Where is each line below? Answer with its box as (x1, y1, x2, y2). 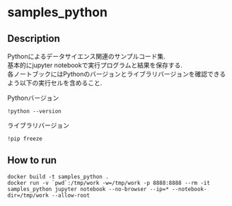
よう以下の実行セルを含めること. (7, 79, 103, 87)
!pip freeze (7, 135, 42, 142)
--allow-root (52, 192, 91, 199)
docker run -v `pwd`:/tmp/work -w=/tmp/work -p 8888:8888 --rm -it (7, 179, 211, 186)
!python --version (7, 108, 62, 115)
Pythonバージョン (7, 93, 59, 102)
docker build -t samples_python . (7, 173, 110, 181)
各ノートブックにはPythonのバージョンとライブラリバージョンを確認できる (7, 70, 226, 78)
